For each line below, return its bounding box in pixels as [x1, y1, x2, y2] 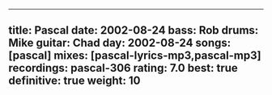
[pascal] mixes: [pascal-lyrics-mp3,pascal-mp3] [8, 49, 261, 63]
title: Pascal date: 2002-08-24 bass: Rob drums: [8, 23, 259, 37]
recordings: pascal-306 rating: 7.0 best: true [8, 61, 239, 75]
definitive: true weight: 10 [8, 74, 141, 88]
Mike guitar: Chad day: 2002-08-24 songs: [8, 36, 232, 50]
